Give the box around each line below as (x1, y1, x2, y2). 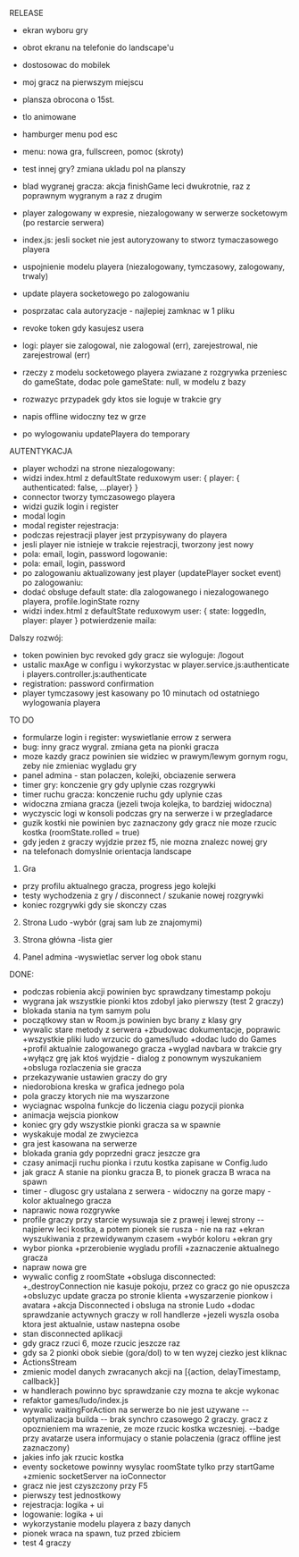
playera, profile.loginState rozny (21, 597, 140, 606)
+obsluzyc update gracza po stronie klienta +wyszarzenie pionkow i (21, 1290, 273, 1300)
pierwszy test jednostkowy (21, 1490, 121, 1501)
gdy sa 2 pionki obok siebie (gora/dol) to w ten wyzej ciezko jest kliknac (21, 1348, 287, 1358)
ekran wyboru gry (21, 25, 88, 35)
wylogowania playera (21, 698, 101, 707)
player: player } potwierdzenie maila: (21, 615, 157, 625)
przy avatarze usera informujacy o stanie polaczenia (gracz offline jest (21, 1433, 281, 1443)
